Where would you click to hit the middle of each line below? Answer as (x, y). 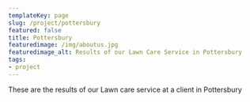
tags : (17, 60)
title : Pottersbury (40, 38)
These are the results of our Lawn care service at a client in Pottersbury (125, 89)
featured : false (35, 30)
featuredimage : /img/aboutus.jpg (63, 45)
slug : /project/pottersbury (55, 23)
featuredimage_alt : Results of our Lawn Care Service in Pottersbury (125, 52)
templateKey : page (38, 15)
